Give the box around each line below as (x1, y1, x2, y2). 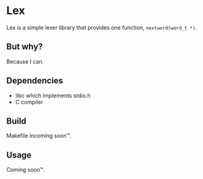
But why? (6, 42, 43, 52)
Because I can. (6, 57, 44, 65)
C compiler (15, 98, 44, 106)
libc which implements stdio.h (15, 92, 91, 99)
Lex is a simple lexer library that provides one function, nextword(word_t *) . (6, 24, 197, 31)
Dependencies (6, 76, 63, 86)
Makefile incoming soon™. (6, 132, 72, 139)
